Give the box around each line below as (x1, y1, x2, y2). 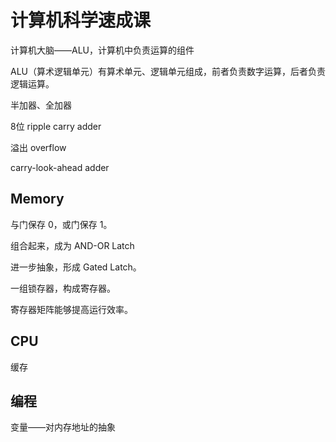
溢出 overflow (10, 141, 67, 153)
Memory (10, 191, 65, 208)
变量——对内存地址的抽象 (10, 421, 116, 433)
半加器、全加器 (10, 99, 72, 111)
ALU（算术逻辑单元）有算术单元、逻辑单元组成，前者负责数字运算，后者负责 (10, 65, 326, 77)
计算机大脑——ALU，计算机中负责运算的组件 (10, 44, 195, 56)
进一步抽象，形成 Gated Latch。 (10, 261, 142, 273)
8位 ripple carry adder (10, 120, 102, 132)
